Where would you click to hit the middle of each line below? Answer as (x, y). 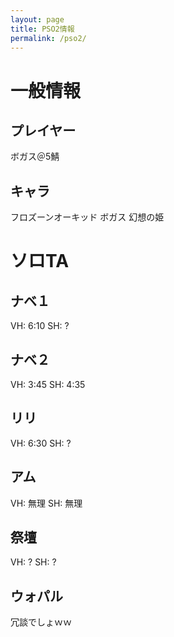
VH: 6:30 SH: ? (41, 443)
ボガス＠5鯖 (35, 157)
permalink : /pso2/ (48, 38)
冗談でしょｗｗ (41, 622)
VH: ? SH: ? (33, 562)
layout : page (37, 19)
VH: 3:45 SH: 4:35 (48, 384)
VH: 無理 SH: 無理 (46, 503)
